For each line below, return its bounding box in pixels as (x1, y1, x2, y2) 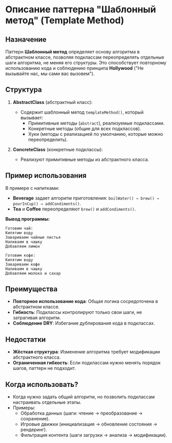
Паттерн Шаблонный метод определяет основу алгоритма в (5, 49, 140, 55)
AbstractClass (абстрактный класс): (12, 99, 93, 105)
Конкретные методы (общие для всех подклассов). (28, 125, 141, 132)
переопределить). (28, 136, 68, 143)
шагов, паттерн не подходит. (12, 365, 76, 371)
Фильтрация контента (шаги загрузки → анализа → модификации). (20, 432, 167, 438)
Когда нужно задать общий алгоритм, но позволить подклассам (12, 394, 155, 400)
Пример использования (5, 171, 87, 180)
